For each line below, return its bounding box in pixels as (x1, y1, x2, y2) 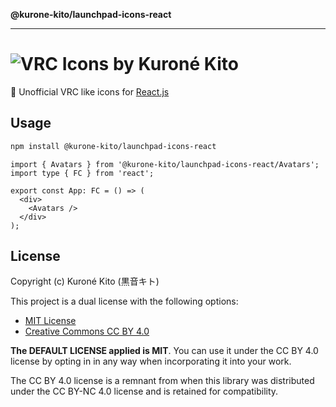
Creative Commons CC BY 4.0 (24, 325, 150, 338)
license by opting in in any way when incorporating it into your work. (10, 355, 292, 368)
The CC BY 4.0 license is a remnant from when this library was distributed (10, 375, 315, 387)
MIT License (24, 315, 77, 327)
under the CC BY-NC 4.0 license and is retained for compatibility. (10, 385, 279, 398)
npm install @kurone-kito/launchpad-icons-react (10, 141, 217, 151)
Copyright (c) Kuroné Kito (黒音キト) (10, 275, 160, 288)
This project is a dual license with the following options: (10, 295, 239, 308)
